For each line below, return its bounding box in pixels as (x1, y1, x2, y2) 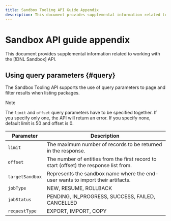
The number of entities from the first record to (46, 155, 157, 163)
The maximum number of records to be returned (46, 141, 162, 148)
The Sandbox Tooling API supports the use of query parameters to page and (5, 84, 166, 90)
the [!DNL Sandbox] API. (5, 56, 57, 62)
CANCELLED (46, 199, 77, 206)
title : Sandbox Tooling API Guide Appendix (5, 7, 99, 13)
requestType (8, 208, 37, 214)
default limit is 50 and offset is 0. (5, 120, 74, 127)
